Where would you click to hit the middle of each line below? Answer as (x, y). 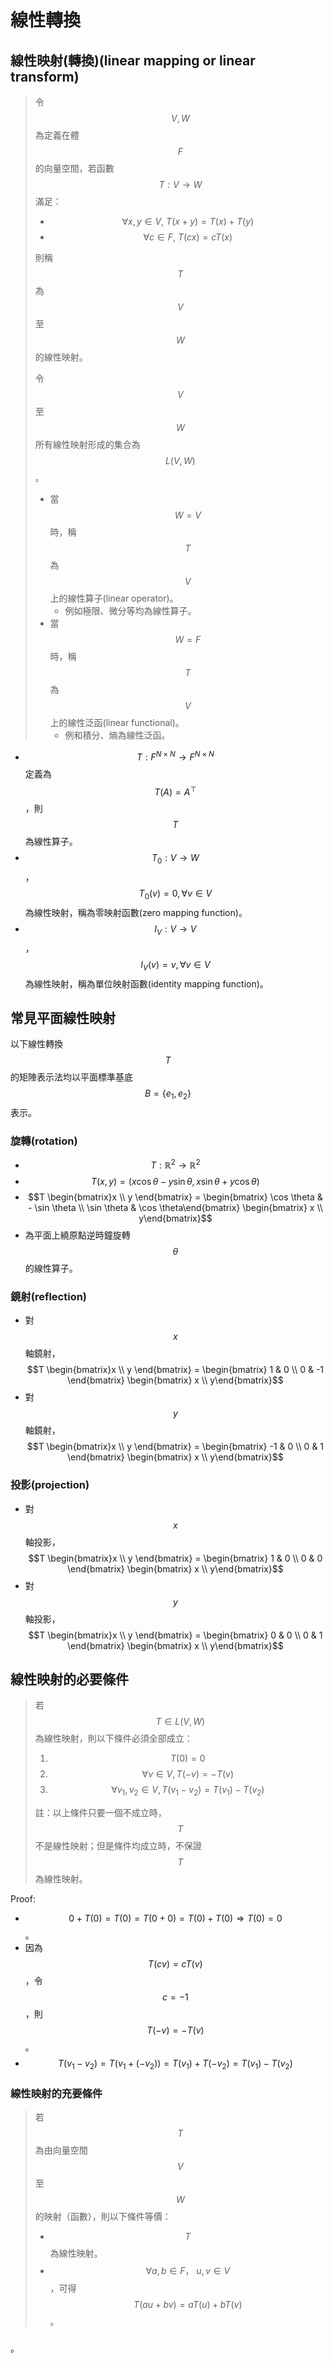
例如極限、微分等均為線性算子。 (130, 610)
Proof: (23, 1899)
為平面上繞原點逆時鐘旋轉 (77, 1235)
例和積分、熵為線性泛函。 (117, 735)
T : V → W (180, 184)
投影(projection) (50, 1485)
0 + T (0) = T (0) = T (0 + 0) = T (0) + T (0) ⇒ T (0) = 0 (175, 1918)
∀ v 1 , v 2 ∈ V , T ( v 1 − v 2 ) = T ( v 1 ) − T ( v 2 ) (188, 1791)
